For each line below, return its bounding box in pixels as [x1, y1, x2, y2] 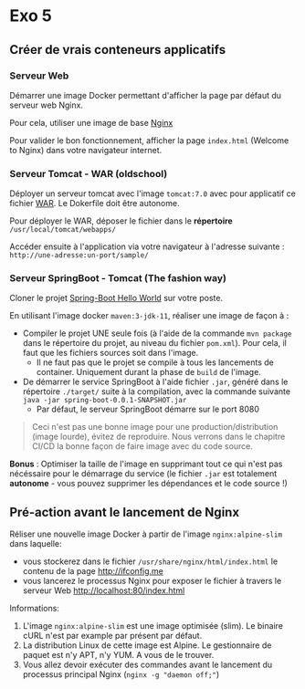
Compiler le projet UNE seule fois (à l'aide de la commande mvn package [22, 328, 292, 339]
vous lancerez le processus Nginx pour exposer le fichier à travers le [22, 576, 282, 587]
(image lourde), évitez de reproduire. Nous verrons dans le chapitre [31, 431, 286, 443]
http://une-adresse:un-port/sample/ [9, 251, 149, 260]
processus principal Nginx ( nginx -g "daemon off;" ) [22, 669, 220, 680]
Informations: [9, 603, 59, 614]
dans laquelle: [9, 538, 62, 549]
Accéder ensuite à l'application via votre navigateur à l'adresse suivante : [9, 241, 285, 252]
